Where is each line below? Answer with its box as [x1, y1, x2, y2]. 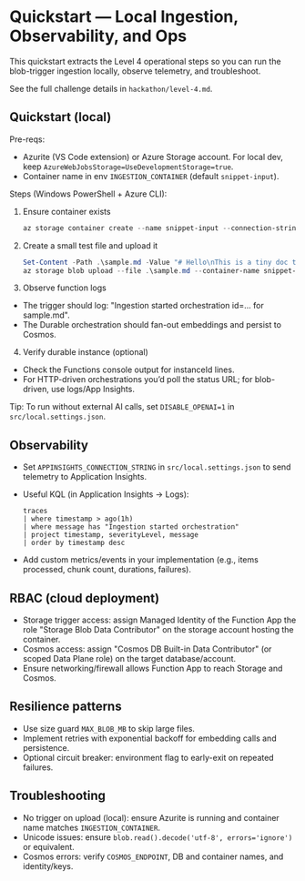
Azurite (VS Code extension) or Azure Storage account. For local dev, [22, 151, 284, 162]
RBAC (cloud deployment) [9, 590, 160, 606]
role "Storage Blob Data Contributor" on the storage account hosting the [22, 624, 294, 634]
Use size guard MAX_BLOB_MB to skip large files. [22, 723, 196, 734]
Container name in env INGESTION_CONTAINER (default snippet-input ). [22, 170, 280, 181]
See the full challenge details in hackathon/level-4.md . [9, 83, 213, 94]
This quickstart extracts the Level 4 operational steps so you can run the [9, 56, 281, 66]
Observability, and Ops [9, 25, 188, 46]
